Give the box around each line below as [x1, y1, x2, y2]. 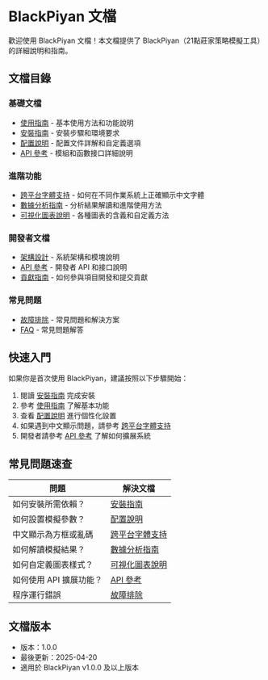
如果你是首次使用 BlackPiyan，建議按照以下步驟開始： [8, 373, 189, 384]
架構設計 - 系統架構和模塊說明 [19, 252, 120, 262]
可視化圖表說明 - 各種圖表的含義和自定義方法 [19, 210, 170, 220]
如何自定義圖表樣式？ [12, 559, 94, 570]
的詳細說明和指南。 [8, 45, 73, 55]
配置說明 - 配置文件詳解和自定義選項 [19, 138, 141, 148]
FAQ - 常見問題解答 [19, 325, 85, 334]
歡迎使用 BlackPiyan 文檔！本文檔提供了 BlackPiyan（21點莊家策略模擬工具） [8, 36, 261, 45]
